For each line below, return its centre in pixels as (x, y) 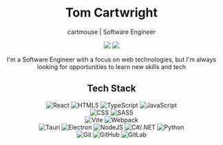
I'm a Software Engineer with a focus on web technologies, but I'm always (111, 59)
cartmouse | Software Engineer (111, 32)
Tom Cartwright (111, 13)
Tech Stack (111, 89)
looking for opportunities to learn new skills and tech (111, 66)
